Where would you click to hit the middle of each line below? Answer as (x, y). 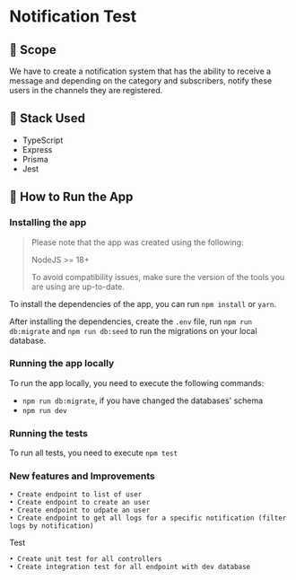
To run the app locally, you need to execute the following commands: (137, 382)
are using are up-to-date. (78, 286)
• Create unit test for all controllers (86, 559)
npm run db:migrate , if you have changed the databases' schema (143, 400)
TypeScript (43, 140)
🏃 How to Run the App (71, 197)
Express (37, 149)
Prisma (35, 159)
